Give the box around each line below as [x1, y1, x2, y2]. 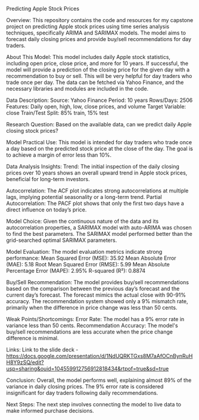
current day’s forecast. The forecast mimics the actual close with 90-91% [6, 291, 186, 298]
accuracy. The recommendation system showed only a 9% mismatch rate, [6, 298, 189, 304]
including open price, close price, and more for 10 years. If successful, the [6, 60, 189, 67]
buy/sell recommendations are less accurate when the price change [6, 328, 173, 335]
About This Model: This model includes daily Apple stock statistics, [6, 54, 171, 60]
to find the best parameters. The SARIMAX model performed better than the [6, 231, 192, 237]
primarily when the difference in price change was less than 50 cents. [6, 304, 178, 311]
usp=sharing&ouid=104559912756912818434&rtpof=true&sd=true [6, 365, 169, 372]
